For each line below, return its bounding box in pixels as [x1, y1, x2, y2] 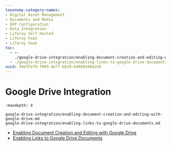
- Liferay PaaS [5, 36, 38, 41]
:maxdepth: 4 [5, 103, 33, 108]
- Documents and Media [5, 17, 53, 22]
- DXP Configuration [5, 21, 49, 27]
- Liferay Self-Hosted [5, 31, 53, 36]
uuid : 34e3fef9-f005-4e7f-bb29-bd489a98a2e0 [5, 64, 101, 69]
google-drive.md [5, 116, 40, 122]
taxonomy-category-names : [5, 7, 60, 13]
